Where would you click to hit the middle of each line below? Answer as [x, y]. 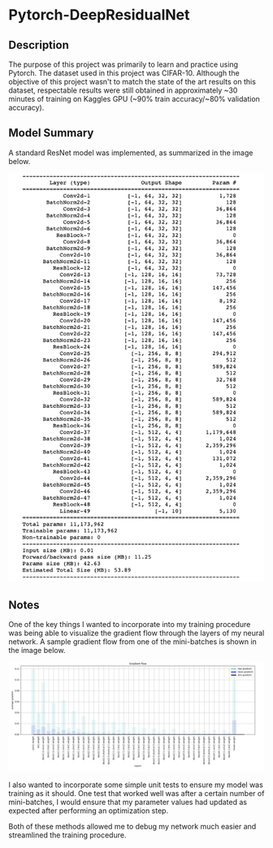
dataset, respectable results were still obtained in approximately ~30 [123, 90]
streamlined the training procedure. [67, 835]
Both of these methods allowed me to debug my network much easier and [132, 826]
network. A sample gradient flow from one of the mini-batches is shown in [133, 642]
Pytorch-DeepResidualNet [99, 15]
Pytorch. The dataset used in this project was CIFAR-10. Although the [124, 73]
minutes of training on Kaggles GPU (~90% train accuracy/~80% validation [134, 99]
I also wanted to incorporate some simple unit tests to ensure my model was [136, 785]
